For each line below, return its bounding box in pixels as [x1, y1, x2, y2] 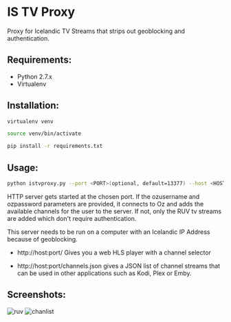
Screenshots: [7, 289, 67, 301]
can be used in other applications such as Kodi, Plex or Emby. [16, 269, 192, 277]
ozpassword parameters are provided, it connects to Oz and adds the [7, 200, 204, 208]
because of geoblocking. [7, 235, 78, 243]
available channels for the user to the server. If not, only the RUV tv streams [7, 207, 222, 215]
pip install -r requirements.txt [7, 142, 103, 150]
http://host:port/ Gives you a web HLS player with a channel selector [16, 248, 212, 257]
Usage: [7, 162, 39, 173]
